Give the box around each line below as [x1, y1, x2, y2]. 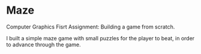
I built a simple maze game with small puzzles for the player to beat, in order [6, 34, 195, 42]
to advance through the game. [6, 41, 81, 48]
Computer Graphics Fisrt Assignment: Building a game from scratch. [6, 23, 175, 30]
